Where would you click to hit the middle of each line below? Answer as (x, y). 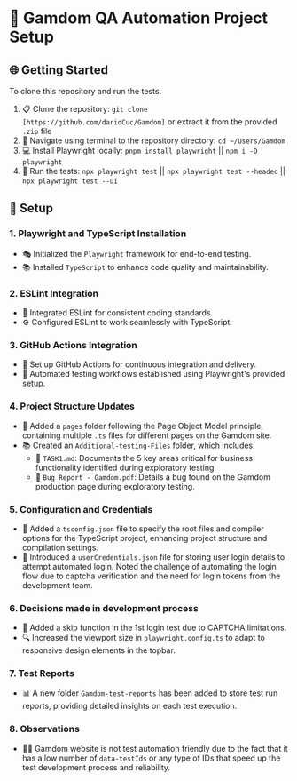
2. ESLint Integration (54, 293)
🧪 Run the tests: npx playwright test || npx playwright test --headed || (154, 171)
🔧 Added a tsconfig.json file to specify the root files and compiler (143, 529)
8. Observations (44, 729)
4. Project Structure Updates (72, 406)
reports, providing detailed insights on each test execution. (129, 706)
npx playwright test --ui (70, 181)
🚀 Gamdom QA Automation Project (139, 18)
